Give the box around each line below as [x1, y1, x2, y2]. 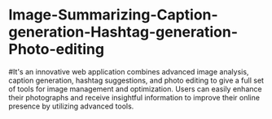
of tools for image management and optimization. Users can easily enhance [8, 83, 262, 94]
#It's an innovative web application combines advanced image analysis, [8, 66, 249, 76]
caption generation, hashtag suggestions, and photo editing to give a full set [8, 75, 265, 85]
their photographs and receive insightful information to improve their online [8, 92, 261, 102]
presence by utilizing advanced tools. [8, 101, 134, 111]
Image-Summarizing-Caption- [8, 6, 218, 24]
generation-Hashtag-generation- [8, 23, 239, 41]
